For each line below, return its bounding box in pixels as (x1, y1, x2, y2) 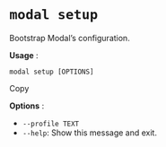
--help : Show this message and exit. (22, 127, 157, 138)
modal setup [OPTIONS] (9, 67, 94, 76)
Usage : (9, 49, 39, 60)
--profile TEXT (22, 119, 80, 128)
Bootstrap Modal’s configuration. (9, 32, 130, 43)
